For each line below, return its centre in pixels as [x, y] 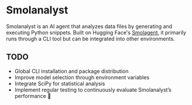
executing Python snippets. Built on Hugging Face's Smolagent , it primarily [96, 32]
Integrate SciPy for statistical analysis [60, 83]
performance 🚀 [33, 96]
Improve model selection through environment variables [82, 77]
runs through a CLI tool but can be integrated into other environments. [90, 38]
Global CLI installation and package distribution [71, 71]
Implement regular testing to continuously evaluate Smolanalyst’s [93, 90]
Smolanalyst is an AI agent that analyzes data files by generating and [89, 26]
